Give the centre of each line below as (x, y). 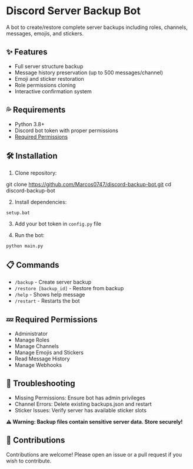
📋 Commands (33, 265)
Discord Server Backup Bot (74, 11)
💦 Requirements (36, 110)
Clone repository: (36, 173)
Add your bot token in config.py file (58, 224)
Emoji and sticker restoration (49, 78)
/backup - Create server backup (53, 282)
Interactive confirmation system (53, 91)
